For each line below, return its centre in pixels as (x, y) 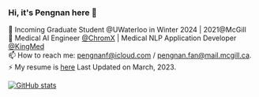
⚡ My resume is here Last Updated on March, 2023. (92, 67)
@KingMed (26, 47)
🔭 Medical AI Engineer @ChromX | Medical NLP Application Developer (122, 38)
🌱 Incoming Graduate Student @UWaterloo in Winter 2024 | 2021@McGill (127, 30)
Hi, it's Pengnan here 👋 (53, 13)
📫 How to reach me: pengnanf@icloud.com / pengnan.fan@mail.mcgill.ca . (130, 55)
